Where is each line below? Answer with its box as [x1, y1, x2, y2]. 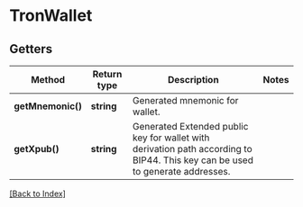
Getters [9, 41, 53, 57]
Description [167, 74, 219, 85]
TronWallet [9, 5, 93, 26]
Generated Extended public [132, 121, 249, 132]
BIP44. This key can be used [132, 154, 254, 166]
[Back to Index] [9, 188, 66, 199]
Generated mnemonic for [132, 94, 239, 106]
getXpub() [14, 143, 60, 155]
